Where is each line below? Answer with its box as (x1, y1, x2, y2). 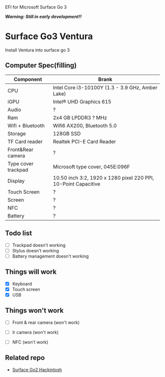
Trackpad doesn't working (12, 242, 66, 248)
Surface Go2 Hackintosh (12, 367, 62, 373)
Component (14, 76, 42, 82)
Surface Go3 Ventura (5, 31, 93, 42)
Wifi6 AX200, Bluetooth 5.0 (53, 122, 117, 129)
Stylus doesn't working (12, 247, 59, 253)
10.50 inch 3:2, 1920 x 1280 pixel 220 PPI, (53, 174, 154, 181)
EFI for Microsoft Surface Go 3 (5, 4, 67, 10)
